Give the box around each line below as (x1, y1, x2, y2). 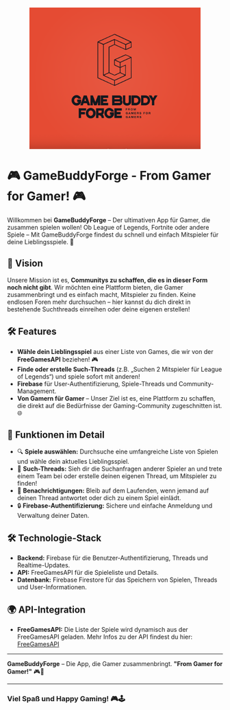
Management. (16, 387, 57, 395)
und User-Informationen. (16, 583, 87, 591)
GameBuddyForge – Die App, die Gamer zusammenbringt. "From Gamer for (7, 660, 223, 668)
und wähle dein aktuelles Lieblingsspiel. (16, 458, 130, 466)
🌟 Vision (7, 258, 43, 270)
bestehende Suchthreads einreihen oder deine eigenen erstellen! (7, 305, 190, 313)
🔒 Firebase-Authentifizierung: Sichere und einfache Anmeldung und (16, 501, 213, 510)
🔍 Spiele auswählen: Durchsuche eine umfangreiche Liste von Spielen (16, 447, 218, 456)
